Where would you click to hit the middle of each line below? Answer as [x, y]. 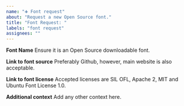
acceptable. [21, 68]
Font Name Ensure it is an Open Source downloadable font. [78, 50]
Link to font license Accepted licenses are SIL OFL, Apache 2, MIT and [92, 79]
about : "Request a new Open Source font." [59, 17]
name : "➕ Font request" [36, 11]
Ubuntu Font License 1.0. [36, 85]
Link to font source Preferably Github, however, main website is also [89, 62]
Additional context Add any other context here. [64, 97]
